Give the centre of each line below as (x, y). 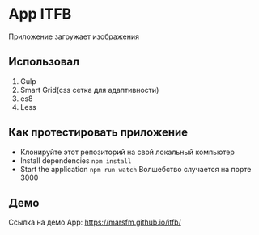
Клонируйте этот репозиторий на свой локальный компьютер (127, 152)
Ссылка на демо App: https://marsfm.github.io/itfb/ (95, 222)
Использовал (44, 62)
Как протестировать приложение (98, 133)
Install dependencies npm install (76, 160)
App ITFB (40, 14)
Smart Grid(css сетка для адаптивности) (89, 90)
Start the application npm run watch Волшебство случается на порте (136, 169)
